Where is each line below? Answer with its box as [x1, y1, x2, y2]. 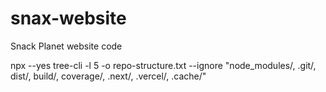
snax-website [10, 7, 127, 30]
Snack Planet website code [10, 40, 123, 52]
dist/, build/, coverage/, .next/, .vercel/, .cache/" [10, 70, 207, 82]
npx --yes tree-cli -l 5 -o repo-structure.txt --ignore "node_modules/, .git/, [10, 59, 317, 71]
